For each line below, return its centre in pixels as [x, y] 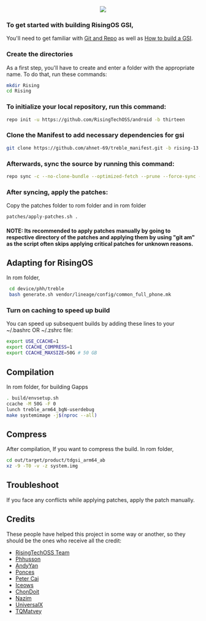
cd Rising [19, 91]
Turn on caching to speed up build [58, 310]
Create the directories [40, 54]
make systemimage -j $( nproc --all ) [52, 415]
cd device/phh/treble [36, 289]
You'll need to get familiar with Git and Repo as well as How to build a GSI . [100, 38]
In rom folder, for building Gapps [47, 387]
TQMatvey [28, 611]
